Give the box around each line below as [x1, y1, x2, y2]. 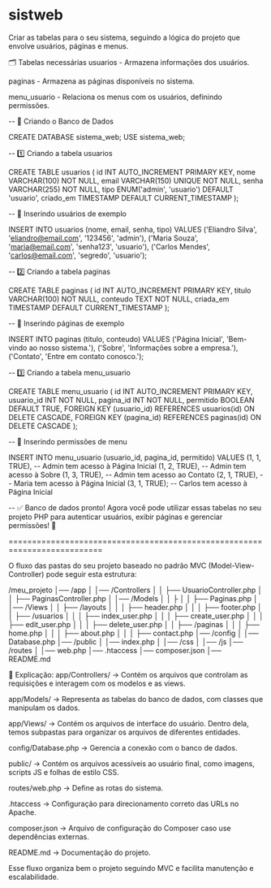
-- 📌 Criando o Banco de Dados [8, 116, 114, 126]
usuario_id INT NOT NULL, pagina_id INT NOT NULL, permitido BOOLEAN [8, 395, 255, 405]
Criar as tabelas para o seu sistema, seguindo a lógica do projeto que [8, 32, 241, 42]
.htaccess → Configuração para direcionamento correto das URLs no [8, 799, 239, 808]
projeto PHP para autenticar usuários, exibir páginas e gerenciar [8, 512, 223, 522]
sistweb [8, 6, 63, 24]
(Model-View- [208, 561, 255, 570]
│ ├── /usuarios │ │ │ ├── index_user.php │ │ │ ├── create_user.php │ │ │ [8, 611, 264, 621]
